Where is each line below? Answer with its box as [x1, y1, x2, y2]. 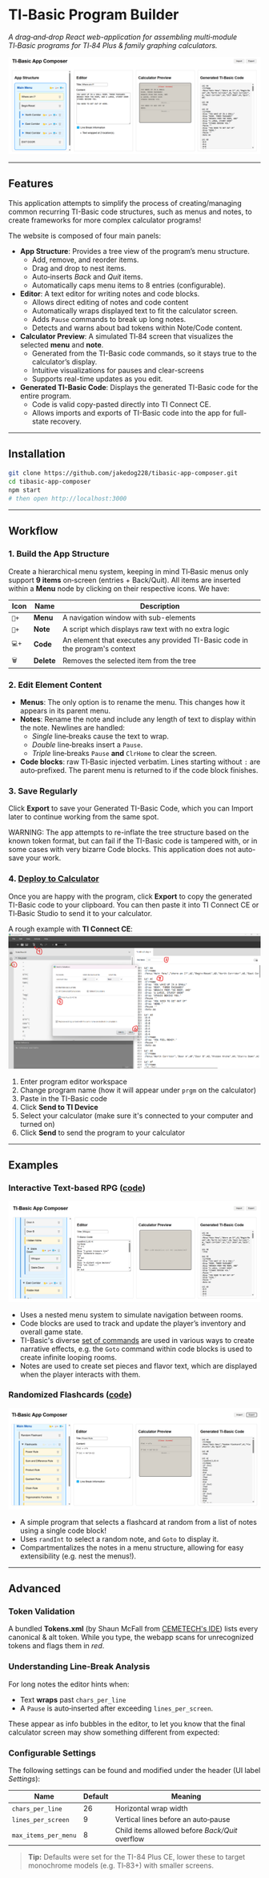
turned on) [19, 1119, 55, 1128]
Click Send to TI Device [19, 1102, 98, 1112]
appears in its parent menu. [19, 706, 110, 715]
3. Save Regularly [8, 785, 78, 796]
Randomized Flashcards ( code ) [8, 1389, 132, 1401]
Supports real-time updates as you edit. [31, 374, 163, 384]
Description [139, 601, 180, 611]
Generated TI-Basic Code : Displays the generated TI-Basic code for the [19, 382, 259, 392]
